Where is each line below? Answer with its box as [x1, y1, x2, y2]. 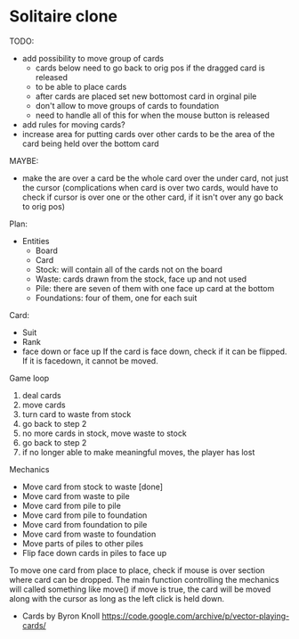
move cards [21, 399, 66, 410]
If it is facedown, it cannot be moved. [21, 355, 158, 366]
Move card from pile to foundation [21, 510, 148, 520]
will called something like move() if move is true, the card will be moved [9, 584, 271, 594]
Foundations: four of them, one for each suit [35, 292, 198, 303]
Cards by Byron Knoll [21, 610, 101, 621]
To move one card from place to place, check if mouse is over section [9, 564, 265, 576]
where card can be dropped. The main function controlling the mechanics [9, 574, 279, 585]
